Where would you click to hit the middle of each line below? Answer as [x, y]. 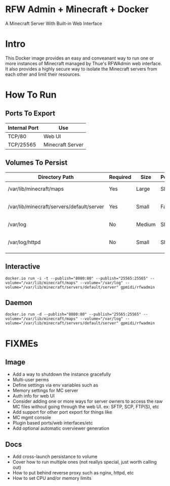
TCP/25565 [22, 144]
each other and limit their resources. [43, 74]
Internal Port [23, 128]
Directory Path [56, 177]
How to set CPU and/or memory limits [52, 478]
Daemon [19, 303]
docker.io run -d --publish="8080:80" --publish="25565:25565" [73, 314]
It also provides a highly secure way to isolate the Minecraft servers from [81, 69]
